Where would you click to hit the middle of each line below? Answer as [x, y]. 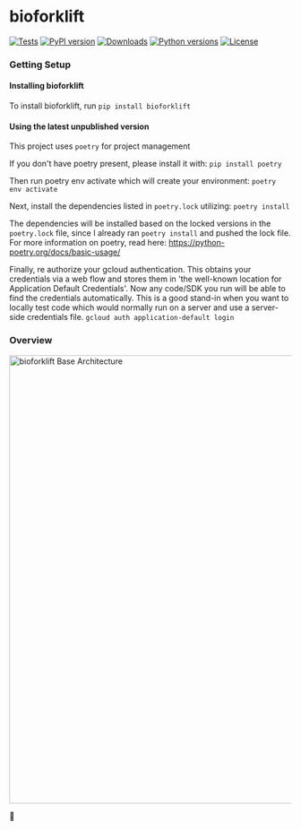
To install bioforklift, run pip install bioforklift [100, 106]
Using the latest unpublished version [79, 126]
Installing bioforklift [47, 86]
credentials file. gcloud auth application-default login [130, 317]
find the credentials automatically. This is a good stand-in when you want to [149, 298]
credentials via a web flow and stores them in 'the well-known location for [146, 279]
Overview [31, 341]
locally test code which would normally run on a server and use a [129, 307]
